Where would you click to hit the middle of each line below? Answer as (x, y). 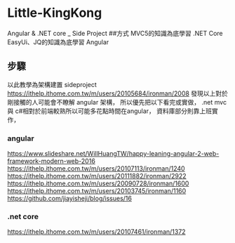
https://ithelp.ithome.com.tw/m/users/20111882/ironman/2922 (97, 176)
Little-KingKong (55, 13)
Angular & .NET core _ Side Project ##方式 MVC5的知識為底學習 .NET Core (115, 33)
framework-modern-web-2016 (52, 161)
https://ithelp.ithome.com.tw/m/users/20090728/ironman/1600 (98, 183)
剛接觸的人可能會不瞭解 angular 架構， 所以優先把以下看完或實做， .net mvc (117, 102)
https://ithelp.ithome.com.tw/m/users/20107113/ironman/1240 (96, 169)
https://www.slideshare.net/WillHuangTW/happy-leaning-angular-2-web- (113, 154)
